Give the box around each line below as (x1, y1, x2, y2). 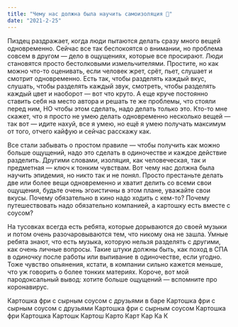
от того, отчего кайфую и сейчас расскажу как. (7, 127, 152, 135)
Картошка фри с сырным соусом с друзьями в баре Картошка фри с (7, 296, 216, 305)
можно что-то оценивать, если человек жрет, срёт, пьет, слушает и (7, 67, 212, 75)
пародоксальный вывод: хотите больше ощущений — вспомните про (7, 275, 217, 284)
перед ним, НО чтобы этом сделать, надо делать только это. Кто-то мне (7, 104, 228, 113)
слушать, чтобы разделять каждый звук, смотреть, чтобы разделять (7, 82, 216, 90)
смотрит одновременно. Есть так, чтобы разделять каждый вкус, (7, 74, 207, 82)
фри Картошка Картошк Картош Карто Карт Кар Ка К (7, 311, 169, 320)
